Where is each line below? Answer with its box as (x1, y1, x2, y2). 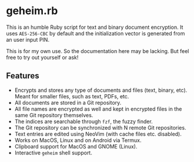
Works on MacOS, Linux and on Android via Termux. (14, 137, 142, 144)
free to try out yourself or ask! (6, 54, 79, 61)
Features (6, 71, 39, 81)
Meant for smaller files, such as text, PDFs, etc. (14, 92, 129, 100)
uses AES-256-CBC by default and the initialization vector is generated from (6, 29, 185, 37)
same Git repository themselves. (14, 111, 93, 118)
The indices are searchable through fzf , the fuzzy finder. (14, 118, 153, 125)
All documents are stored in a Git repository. (14, 99, 122, 106)
